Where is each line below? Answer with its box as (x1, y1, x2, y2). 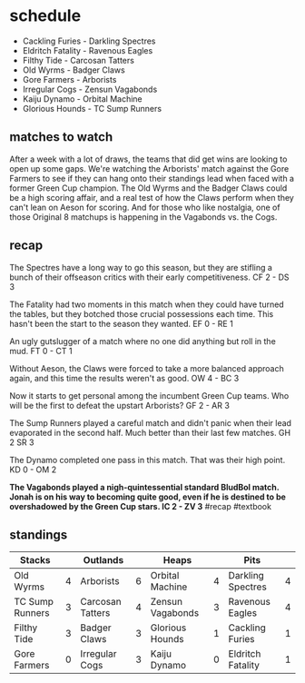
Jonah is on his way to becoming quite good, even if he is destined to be (9, 491, 286, 502)
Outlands (83, 554, 124, 567)
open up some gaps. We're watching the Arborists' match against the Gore (9, 163, 290, 173)
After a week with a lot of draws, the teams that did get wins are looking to (9, 153, 288, 164)
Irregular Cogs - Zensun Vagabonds (22, 84, 158, 94)
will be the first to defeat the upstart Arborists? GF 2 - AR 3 (9, 400, 230, 411)
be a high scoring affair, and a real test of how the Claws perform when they (9, 192, 295, 203)
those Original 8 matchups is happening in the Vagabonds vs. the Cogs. (9, 211, 278, 223)
